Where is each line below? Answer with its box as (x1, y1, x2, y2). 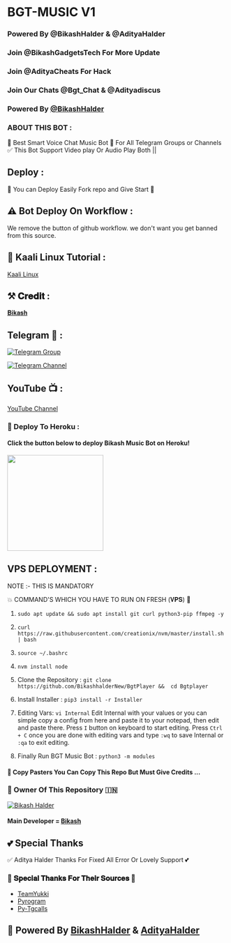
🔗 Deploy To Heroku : (7, 421, 80, 431)
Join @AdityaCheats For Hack (7, 66, 112, 76)
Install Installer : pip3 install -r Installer (17, 695, 143, 703)
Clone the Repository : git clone (17, 675, 112, 684)
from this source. (7, 231, 57, 239)
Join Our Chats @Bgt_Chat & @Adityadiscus (7, 85, 161, 95)
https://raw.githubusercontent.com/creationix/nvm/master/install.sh (17, 630, 225, 637)
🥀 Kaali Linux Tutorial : (7, 252, 106, 264)
